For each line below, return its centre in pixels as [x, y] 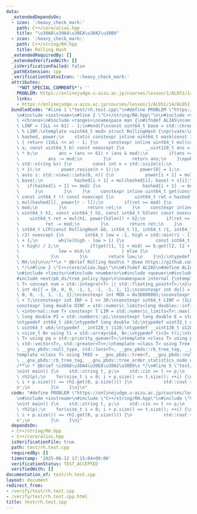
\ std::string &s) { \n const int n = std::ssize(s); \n [94, 164]
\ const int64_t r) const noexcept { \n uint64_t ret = [94, 197]
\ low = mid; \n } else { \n [82, 251]
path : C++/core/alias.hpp [48, 28]
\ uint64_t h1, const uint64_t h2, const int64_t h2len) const [96, 213]
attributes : [26, 83]
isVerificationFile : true [43, 442]
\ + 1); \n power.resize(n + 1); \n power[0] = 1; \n [98, 170]
